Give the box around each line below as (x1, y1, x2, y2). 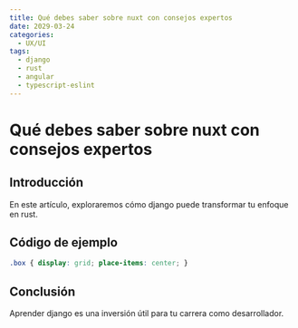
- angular (17, 72, 54, 82)
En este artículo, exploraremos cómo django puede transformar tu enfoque (9, 198, 289, 209)
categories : (9, 30, 54, 39)
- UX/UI (17, 38, 47, 48)
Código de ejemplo (9, 235, 118, 250)
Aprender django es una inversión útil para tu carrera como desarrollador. (9, 308, 284, 319)
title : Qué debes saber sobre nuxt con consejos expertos (9, 13, 233, 23)
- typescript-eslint (17, 81, 95, 90)
